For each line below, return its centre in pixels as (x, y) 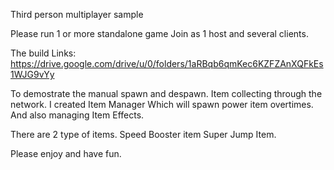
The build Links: (43, 53)
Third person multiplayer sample (77, 14)
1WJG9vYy (32, 74)
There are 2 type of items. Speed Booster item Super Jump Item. (143, 134)
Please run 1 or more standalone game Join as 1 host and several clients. (159, 33)
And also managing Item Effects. (77, 115)
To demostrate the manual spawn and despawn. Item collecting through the (166, 93)
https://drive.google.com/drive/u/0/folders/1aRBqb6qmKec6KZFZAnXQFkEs (167, 63)
